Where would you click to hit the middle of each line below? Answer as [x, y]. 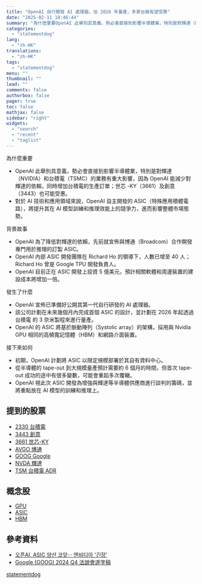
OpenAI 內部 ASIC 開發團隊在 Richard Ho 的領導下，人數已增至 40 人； [103, 257]
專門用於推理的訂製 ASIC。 [48, 249]
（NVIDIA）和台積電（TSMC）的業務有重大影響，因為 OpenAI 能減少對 [103, 178]
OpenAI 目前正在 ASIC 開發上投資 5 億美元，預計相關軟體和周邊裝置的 [101, 272]
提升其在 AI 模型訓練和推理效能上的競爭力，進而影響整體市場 [109, 208]
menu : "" [17, 73]
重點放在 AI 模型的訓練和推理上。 [61, 390]
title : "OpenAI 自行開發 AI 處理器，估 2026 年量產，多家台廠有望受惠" [88, 12]
